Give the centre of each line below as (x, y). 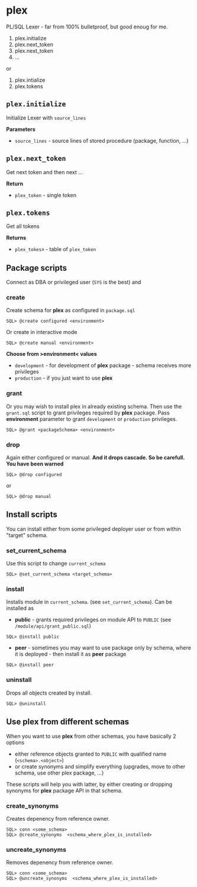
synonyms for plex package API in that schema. (64, 790)
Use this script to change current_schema (56, 564)
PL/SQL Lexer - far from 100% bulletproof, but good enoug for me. (87, 27)
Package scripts (37, 268)
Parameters (21, 129)
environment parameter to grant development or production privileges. (92, 419)
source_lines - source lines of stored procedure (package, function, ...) (101, 140)
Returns (16, 238)
